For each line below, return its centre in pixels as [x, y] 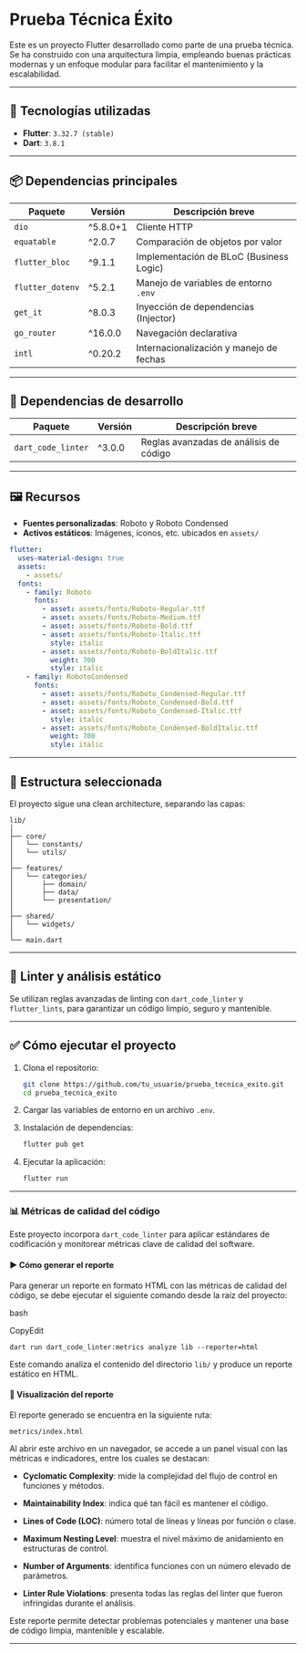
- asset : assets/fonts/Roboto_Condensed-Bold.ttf [138, 702]
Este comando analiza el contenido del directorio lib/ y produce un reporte [151, 1364]
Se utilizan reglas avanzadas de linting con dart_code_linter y [127, 998]
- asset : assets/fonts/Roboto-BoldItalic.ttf [130, 651]
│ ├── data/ [44, 892]
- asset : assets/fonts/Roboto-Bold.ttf [118, 626]
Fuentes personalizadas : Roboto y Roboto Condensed [126, 524]
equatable [35, 241]
